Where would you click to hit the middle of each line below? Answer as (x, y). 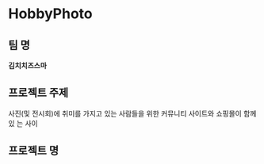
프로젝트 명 (34, 151)
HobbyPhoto (50, 14)
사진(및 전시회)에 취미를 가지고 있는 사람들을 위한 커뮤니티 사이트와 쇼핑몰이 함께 (132, 113)
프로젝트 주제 (38, 93)
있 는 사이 (23, 123)
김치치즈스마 (28, 65)
